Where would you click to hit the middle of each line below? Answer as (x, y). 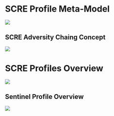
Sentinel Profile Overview (44, 97)
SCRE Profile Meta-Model (57, 9)
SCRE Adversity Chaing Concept (55, 37)
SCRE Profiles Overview (54, 68)
